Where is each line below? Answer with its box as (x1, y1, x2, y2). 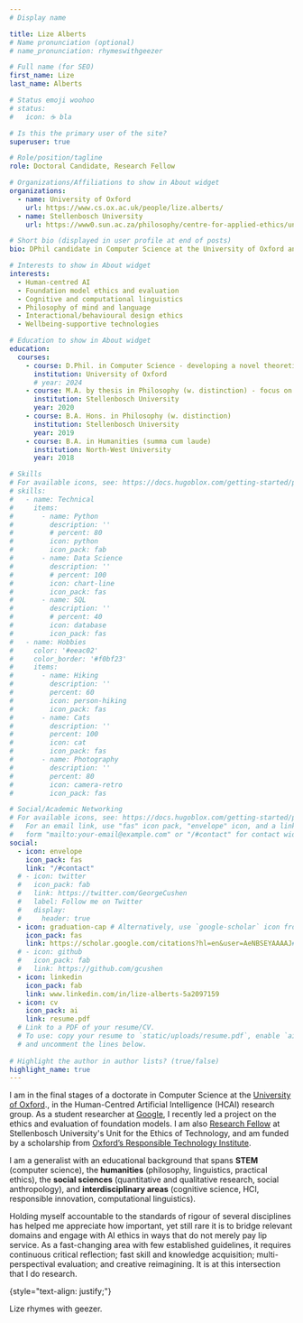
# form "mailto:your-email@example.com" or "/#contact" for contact (9, 830, 280, 839)
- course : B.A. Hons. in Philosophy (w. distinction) (25, 412, 232, 421)
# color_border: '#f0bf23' (9, 654, 127, 663)
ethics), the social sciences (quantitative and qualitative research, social (9, 1174, 280, 1185)
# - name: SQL (9, 596, 87, 605)
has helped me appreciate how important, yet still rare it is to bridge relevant (9, 1220, 293, 1232)
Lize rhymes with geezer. (9, 1303, 103, 1314)
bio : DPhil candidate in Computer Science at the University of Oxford (9, 245, 284, 254)
